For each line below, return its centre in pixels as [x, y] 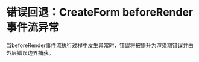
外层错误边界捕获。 [30, 52]
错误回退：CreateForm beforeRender [100, 12]
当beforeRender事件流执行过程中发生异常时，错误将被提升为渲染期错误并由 [100, 45]
